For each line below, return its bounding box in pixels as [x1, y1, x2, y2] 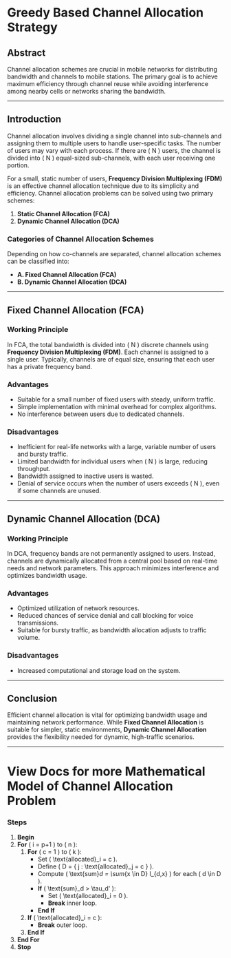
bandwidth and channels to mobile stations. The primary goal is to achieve [7, 72, 218, 81]
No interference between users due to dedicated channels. [16, 410, 184, 418]
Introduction [7, 114, 62, 125]
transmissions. [16, 618, 59, 627]
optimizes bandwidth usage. [7, 572, 87, 580]
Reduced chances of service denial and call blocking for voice [16, 612, 194, 620]
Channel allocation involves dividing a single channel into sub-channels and [7, 132, 222, 140]
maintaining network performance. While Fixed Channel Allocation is [7, 718, 204, 727]
